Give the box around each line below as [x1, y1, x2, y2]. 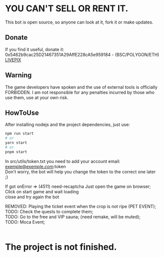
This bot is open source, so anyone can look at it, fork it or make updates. [5, 19, 153, 25]
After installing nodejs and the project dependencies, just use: [5, 122, 130, 128]
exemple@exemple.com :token [5, 163, 66, 169]
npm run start [5, 131, 34, 136]
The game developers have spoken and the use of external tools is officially [5, 84, 158, 90]
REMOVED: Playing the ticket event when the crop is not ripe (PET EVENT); [5, 203, 157, 209]
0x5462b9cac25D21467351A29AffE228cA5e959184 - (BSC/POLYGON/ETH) [5, 51, 160, 57]
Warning [5, 71, 32, 79]
